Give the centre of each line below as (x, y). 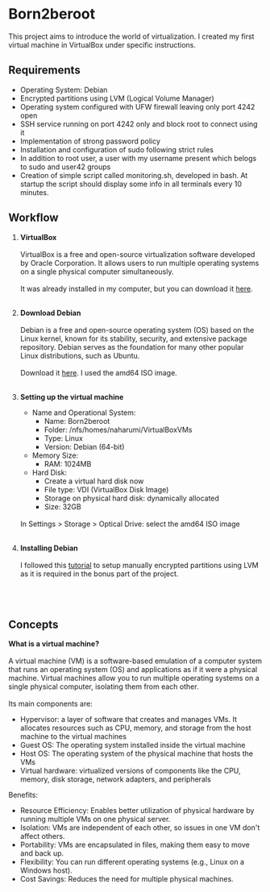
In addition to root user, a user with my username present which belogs (138, 158)
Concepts (33, 624)
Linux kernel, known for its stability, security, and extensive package (133, 338)
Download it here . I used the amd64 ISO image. (98, 372)
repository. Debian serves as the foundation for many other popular (132, 346)
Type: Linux (63, 438)
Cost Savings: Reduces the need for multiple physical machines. (127, 879)
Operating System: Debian (64, 89)
